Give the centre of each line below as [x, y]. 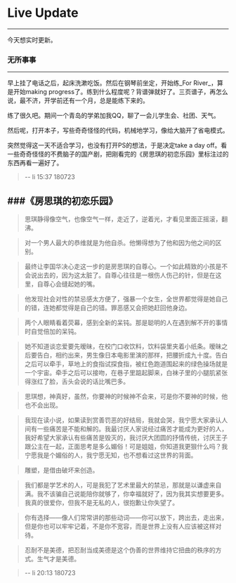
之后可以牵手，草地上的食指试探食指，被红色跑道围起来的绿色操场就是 [126, 364]
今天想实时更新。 [32, 39]
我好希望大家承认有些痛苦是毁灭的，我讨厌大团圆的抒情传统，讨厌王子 [126, 438]
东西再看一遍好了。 [35, 163]
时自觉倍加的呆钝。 [52, 332]
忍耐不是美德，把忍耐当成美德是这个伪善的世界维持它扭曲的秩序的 [120, 550]
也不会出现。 [43, 405]
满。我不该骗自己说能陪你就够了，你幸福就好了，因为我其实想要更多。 [126, 494]
